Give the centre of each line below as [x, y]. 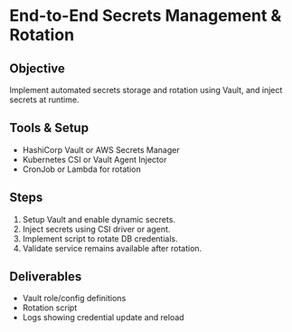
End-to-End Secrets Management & [146, 16]
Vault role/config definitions [74, 299]
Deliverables [46, 277]
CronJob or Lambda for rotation [82, 169]
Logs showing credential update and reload [103, 318]
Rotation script [50, 308]
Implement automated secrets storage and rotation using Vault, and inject [146, 90]
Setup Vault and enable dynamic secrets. [99, 219]
